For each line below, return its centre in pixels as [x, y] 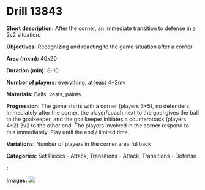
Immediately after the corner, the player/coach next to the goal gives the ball [102, 112]
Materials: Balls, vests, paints [44, 94]
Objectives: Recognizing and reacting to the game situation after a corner [99, 47]
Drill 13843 [35, 11]
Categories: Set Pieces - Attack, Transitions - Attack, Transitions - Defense [102, 156]
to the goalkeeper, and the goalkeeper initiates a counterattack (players [96, 119]
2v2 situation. [24, 34]
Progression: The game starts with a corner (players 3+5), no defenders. [99, 106]
